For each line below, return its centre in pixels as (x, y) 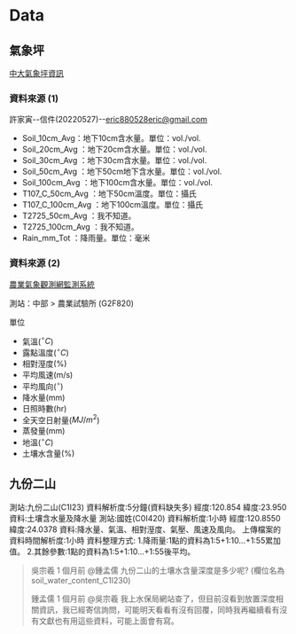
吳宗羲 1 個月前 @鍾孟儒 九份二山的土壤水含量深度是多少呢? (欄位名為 (158, 570)
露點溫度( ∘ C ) (45, 352)
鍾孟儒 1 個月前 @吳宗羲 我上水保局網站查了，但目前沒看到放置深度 (153, 599)
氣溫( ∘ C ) (38, 340)
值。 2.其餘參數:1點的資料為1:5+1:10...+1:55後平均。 (102, 552)
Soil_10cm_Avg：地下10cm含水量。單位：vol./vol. (111, 138)
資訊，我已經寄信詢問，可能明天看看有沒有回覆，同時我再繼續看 (155, 609)
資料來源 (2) (35, 263)
